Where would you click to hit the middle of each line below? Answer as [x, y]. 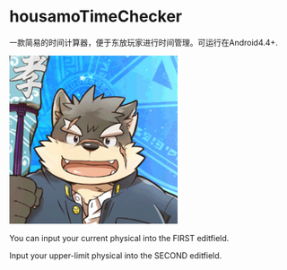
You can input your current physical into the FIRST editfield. [119, 238]
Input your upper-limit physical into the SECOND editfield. [116, 255]
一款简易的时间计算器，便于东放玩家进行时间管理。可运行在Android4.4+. [143, 42]
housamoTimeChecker [96, 17]
